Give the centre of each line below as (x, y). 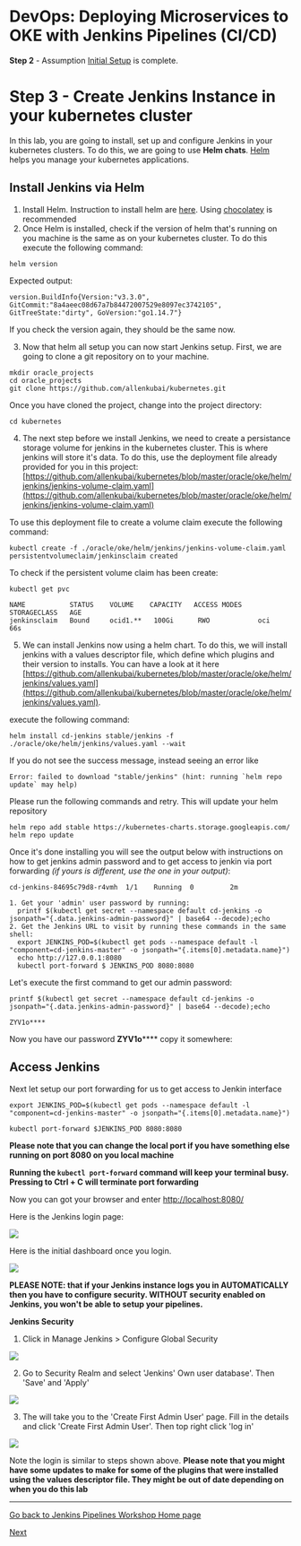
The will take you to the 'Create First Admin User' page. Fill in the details (155, 1416)
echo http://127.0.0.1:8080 (70, 958)
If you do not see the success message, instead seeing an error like (134, 760)
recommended (49, 219)
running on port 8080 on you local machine (92, 1155)
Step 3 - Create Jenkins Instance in (142, 97)
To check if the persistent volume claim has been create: (114, 572)
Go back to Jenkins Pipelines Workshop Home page (105, 1515)
